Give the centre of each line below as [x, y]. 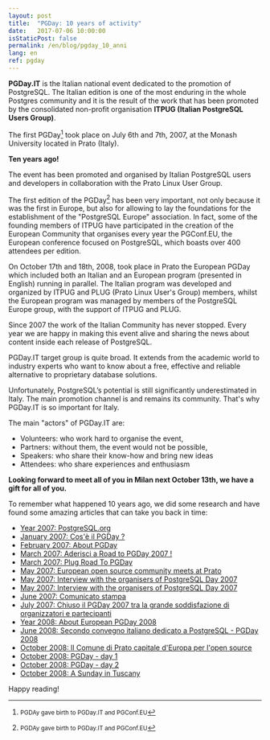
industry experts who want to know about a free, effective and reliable [125, 366]
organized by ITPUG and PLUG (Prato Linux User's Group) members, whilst [133, 292]
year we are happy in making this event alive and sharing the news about [129, 334]
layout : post [30, 16]
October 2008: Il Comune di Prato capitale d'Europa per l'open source [136, 647]
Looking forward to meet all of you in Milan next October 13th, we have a [131, 480]
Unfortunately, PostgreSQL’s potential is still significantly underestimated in [133, 390]
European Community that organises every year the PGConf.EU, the [121, 234]
